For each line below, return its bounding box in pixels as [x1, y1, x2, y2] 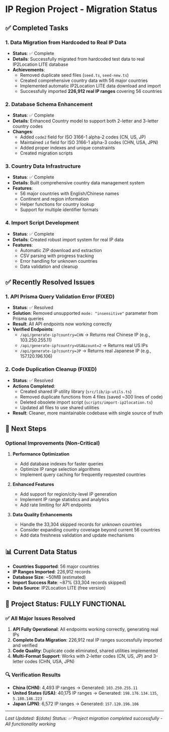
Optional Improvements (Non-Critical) [5, 440, 100, 447]
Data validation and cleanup [20, 263, 78, 269]
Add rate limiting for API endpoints [20, 502, 92, 508]
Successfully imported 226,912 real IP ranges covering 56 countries [20, 88, 162, 94]
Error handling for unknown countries [20, 258, 98, 264]
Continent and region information [20, 196, 89, 202]
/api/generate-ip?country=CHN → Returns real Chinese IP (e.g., [20, 332, 150, 338]
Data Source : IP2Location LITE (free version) [12, 585, 106, 591]
